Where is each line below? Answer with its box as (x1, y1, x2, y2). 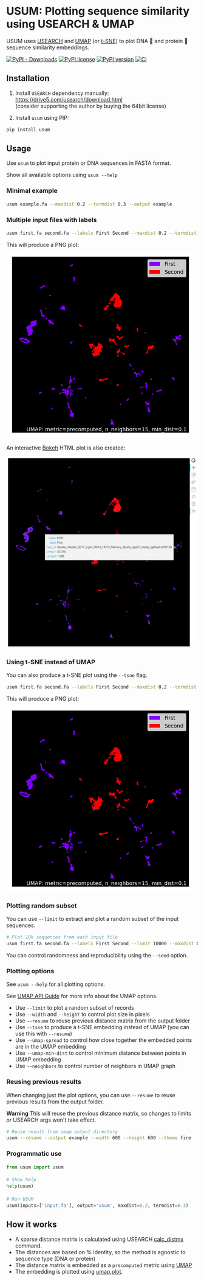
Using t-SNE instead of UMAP (6, 658, 95, 666)
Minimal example (6, 187, 58, 195)
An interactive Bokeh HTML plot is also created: (6, 444, 126, 451)
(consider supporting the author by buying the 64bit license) (15, 102, 167, 109)
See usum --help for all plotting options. (6, 981, 105, 988)
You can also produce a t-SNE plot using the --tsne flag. (6, 672, 148, 679)
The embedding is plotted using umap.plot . (15, 1268, 123, 1275)
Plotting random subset (6, 901, 77, 910)
